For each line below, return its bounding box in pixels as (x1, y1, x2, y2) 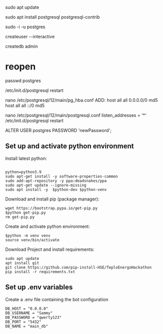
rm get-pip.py (5, 214, 35, 220)
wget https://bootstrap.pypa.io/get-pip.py (5, 206, 98, 211)
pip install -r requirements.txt (5, 269, 75, 274)
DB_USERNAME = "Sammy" (5, 310, 53, 315)
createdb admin (5, 43, 38, 49)
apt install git (5, 260, 39, 265)
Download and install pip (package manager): (5, 196, 100, 202)
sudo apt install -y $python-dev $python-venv (5, 187, 107, 192)
